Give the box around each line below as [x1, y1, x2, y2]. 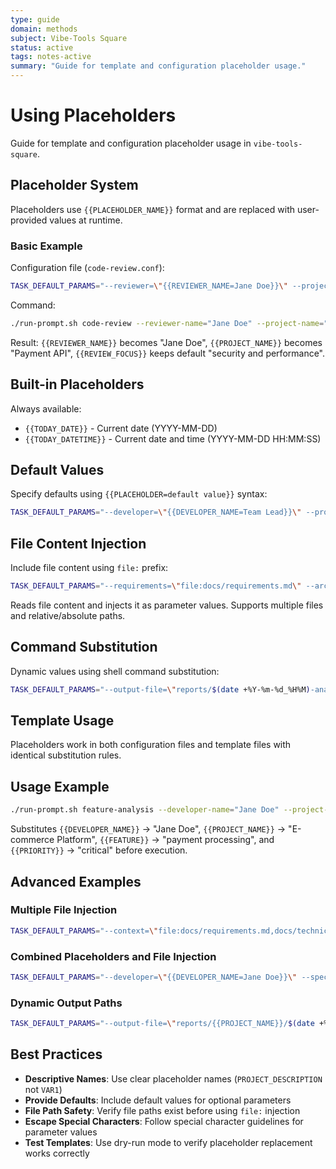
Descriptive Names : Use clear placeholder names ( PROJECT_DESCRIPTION [24, 1072, 323, 1085]
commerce [10, 834, 55, 846]
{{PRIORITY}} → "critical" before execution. [10, 844, 188, 856]
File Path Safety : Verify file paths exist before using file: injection [24, 1104, 301, 1116]
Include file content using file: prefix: [10, 562, 169, 574]
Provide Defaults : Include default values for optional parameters [24, 1094, 292, 1106]
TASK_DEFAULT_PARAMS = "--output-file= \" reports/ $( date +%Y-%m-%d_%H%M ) [10, 684, 311, 695]
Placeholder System [10, 177, 139, 194]
